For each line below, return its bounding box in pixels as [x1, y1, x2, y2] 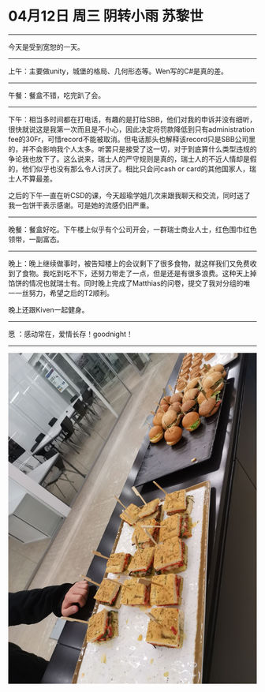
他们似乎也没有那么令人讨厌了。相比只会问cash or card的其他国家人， [21, 163, 250, 174]
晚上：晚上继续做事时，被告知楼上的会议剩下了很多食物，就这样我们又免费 [8, 258, 250, 268]
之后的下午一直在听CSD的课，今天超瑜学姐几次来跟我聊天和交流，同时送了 [8, 190, 251, 200]
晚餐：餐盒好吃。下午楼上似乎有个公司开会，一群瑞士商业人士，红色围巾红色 [8, 224, 257, 234]
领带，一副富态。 [8, 234, 64, 244]
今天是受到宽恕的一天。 [8, 42, 84, 51]
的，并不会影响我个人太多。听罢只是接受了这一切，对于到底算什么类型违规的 [8, 144, 257, 154]
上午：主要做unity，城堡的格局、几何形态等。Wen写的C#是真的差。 [8, 66, 229, 76]
